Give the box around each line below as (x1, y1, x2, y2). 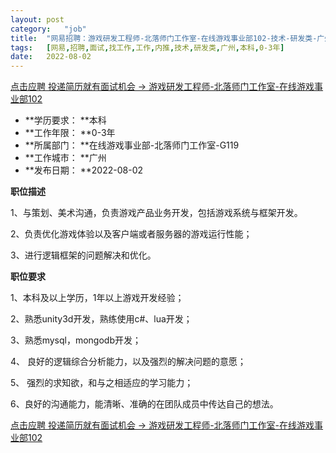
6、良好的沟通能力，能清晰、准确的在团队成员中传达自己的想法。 (10, 398, 279, 410)
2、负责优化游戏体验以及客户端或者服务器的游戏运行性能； (10, 228, 253, 240)
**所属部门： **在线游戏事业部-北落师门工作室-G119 (24, 139, 240, 151)
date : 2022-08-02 (10, 52, 92, 62)
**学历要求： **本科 (24, 114, 107, 126)
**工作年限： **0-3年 (24, 127, 116, 139)
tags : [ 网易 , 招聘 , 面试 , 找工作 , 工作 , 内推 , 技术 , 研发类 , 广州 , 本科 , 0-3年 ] (10, 42, 285, 53)
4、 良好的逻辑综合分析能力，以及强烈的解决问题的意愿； (10, 356, 247, 368)
